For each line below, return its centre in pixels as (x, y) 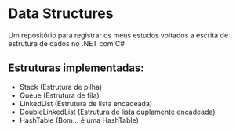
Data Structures (61, 14)
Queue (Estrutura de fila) (59, 95)
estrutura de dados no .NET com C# (67, 43)
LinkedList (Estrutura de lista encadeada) (86, 103)
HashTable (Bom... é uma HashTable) (79, 120)
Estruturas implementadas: (76, 68)
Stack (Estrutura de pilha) (61, 87)
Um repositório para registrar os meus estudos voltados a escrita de (118, 35)
